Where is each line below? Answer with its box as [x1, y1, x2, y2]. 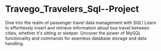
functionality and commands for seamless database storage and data [5, 35, 147, 41]
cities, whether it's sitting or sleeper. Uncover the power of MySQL [5, 30, 141, 36]
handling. [5, 40, 24, 46]
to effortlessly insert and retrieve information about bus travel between [5, 25, 150, 30]
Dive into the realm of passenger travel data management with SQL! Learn [5, 20, 157, 25]
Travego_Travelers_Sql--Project [5, 3, 139, 15]
